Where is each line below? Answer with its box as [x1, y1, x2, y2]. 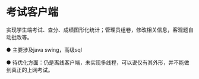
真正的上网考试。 [11, 66, 53, 73]
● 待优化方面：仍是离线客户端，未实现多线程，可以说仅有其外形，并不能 [6, 59, 184, 66]
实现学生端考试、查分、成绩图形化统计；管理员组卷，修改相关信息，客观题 [6, 26, 188, 33]
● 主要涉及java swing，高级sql [6, 46, 82, 53]
